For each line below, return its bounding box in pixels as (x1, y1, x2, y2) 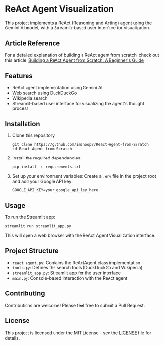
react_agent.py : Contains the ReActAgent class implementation (12, 260, 141, 265)
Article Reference (5, 39, 60, 48)
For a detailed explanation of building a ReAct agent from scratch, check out (5, 52, 159, 58)
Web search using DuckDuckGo (12, 90, 77, 96)
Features (5, 72, 33, 80)
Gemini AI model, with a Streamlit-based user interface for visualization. (5, 25, 151, 30)
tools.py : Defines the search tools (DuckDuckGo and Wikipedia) (12, 265, 143, 270)
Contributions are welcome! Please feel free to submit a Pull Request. (5, 302, 145, 308)
